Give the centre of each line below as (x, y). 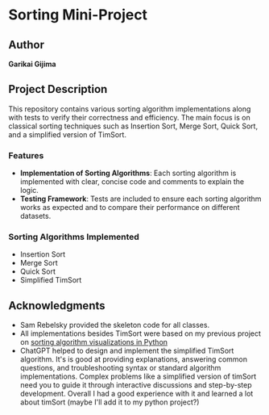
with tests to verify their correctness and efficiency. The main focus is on (130, 117)
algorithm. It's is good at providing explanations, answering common (134, 359)
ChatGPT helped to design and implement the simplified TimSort (127, 351)
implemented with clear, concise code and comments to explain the (132, 182)
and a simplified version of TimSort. (68, 134)
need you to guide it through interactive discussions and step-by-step (136, 385)
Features (26, 155)
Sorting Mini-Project (78, 15)
